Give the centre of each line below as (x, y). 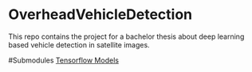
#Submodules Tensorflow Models (64, 60)
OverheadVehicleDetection (100, 15)
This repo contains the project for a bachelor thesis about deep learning (126, 36)
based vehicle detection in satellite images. (79, 44)
